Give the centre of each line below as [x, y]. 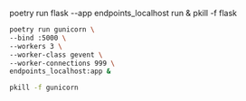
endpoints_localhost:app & [60, 71]
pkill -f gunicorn [44, 88]
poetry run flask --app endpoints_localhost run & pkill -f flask [123, 13]
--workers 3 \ [36, 46]
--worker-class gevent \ [56, 55]
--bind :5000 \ [38, 38]
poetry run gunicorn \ [52, 30]
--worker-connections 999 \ [62, 63]
